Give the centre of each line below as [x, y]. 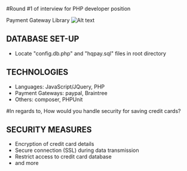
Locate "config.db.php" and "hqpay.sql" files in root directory [90, 53]
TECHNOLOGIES [37, 72]
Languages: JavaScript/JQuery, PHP [60, 87]
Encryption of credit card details [54, 144]
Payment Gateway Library [38, 20]
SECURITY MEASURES [49, 130]
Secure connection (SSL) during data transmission [77, 150]
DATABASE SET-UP [43, 39]
